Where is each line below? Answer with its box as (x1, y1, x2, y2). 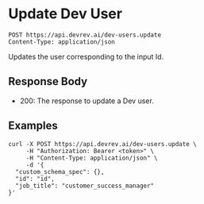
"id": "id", (15, 175, 56, 183)
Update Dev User (8, 5, 123, 23)
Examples (8, 119, 58, 133)
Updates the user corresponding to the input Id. (8, 52, 164, 61)
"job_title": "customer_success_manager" (15, 182, 155, 190)
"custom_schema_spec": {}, (15, 167, 105, 175)
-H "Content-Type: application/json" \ (25, 154, 158, 162)
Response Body (8, 75, 88, 88)
